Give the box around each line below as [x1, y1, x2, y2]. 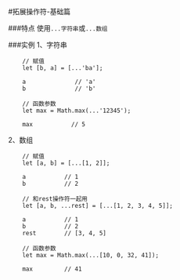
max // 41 [22, 265, 82, 273]
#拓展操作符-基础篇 [8, 7, 71, 16]
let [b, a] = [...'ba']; [22, 64, 103, 72]
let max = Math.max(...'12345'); [22, 107, 131, 115]
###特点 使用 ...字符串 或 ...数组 [8, 24, 108, 33]
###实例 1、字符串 [8, 40, 68, 49]
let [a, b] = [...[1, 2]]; [22, 159, 110, 167]
